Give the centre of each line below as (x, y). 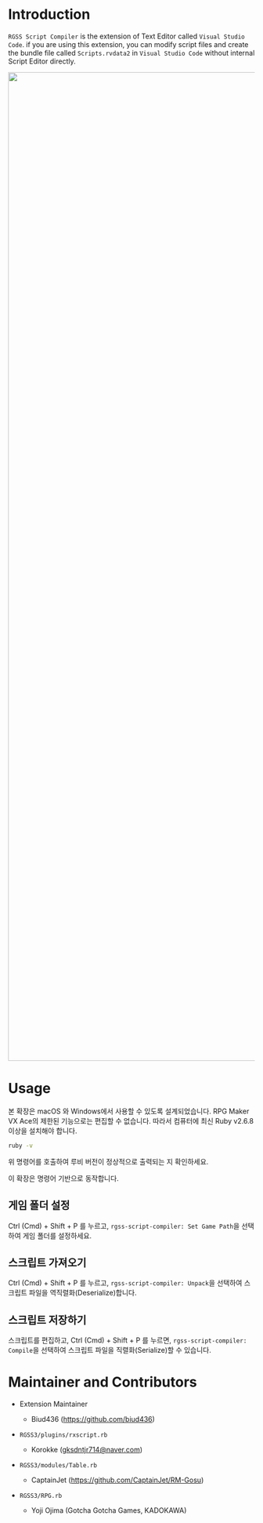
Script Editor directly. (42, 61)
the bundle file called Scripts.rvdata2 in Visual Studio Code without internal (131, 53)
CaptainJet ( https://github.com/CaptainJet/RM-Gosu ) (117, 1480)
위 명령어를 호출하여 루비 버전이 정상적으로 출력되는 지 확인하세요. (108, 1161)
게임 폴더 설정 (39, 1206)
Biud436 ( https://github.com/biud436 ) (93, 1419)
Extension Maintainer (54, 1404)
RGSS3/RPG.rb (41, 1496)
